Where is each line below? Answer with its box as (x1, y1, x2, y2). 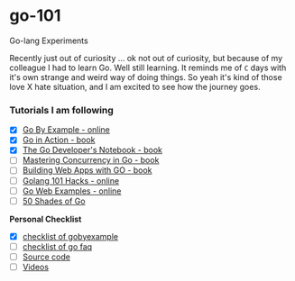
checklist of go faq (22, 240, 93, 252)
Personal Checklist (9, 213, 82, 224)
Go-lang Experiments (9, 35, 88, 46)
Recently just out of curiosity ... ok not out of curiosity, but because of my (9, 52, 283, 63)
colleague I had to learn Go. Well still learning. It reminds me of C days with (9, 62, 287, 73)
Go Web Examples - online (22, 186, 122, 196)
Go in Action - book (22, 134, 96, 145)
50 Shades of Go (22, 195, 86, 206)
